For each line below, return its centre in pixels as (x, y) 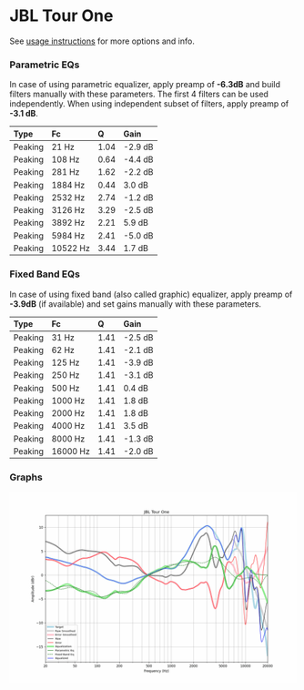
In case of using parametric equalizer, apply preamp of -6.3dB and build (145, 85)
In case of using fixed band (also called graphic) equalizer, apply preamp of (151, 294)
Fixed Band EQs (45, 274)
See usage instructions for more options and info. (102, 41)
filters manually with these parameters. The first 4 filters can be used (139, 94)
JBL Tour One (61, 16)
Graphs (26, 477)
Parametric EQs (45, 65)
